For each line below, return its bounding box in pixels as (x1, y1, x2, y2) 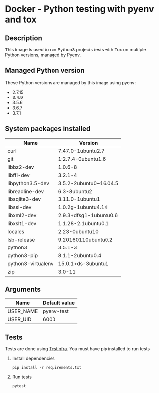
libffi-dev (7, 172, 30, 179)
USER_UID (7, 316, 32, 323)
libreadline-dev (7, 188, 44, 195)
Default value (43, 299, 75, 306)
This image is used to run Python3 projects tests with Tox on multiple (5, 47, 146, 52)
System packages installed (5, 125, 91, 133)
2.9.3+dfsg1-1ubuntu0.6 (58, 212, 118, 219)
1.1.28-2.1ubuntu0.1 (58, 220, 109, 227)
